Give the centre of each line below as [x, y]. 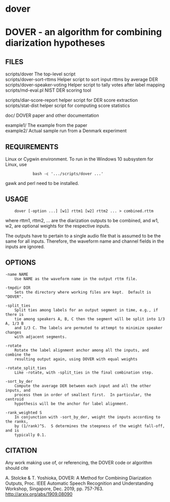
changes [13, 332]
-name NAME [17, 274]
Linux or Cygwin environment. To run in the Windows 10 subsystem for [79, 159]
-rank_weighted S [24, 413]
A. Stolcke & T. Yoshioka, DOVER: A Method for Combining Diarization [78, 478]
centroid [15, 399]
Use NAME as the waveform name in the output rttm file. [76, 279]
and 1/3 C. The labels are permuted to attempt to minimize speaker [89, 328]
